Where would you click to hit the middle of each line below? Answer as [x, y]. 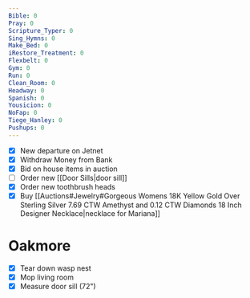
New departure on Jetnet [61, 150]
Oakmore [40, 246]
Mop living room [47, 277]
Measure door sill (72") [58, 287]
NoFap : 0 [23, 113]
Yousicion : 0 [30, 105]
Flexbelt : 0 [28, 61]
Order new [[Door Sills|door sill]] [73, 178]
